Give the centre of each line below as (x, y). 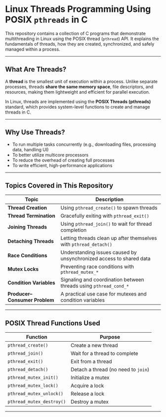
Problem (44, 300)
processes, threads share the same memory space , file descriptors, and (79, 87)
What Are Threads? (36, 70)
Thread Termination (31, 216)
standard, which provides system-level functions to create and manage (78, 107)
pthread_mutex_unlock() (36, 394)
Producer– (20, 294)
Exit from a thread (91, 361)
